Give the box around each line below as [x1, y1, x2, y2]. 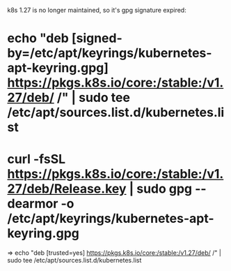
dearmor [7, 196, 58, 212]
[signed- [71, 31, 123, 46]
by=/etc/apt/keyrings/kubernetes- [7, 45, 212, 61]
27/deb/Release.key [7, 181, 127, 197]
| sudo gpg [129, 181, 193, 197]
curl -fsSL [7, 152, 66, 167]
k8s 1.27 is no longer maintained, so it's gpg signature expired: [7, 6, 186, 14]
